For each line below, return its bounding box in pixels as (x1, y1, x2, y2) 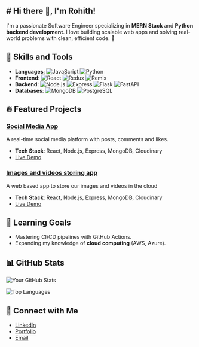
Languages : (14, 68, 45, 75)
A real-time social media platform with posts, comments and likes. (6, 136, 169, 143)
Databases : (14, 87, 44, 94)
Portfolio (14, 328, 36, 335)
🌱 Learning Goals (6, 218, 71, 227)
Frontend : (14, 74, 40, 81)
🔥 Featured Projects (6, 104, 82, 114)
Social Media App (6, 122, 59, 130)
